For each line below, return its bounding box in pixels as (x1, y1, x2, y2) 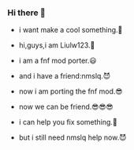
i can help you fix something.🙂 (18, 117, 117, 127)
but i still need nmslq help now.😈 (18, 133, 127, 142)
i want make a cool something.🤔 (18, 25, 123, 35)
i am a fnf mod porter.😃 (18, 56, 97, 66)
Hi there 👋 (7, 7, 47, 18)
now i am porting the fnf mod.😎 (18, 87, 123, 96)
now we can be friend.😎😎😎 (18, 102, 114, 112)
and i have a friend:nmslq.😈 (18, 71, 111, 81)
